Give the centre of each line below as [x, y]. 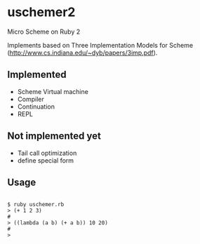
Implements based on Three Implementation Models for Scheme [100, 45]
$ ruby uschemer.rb [36, 205]
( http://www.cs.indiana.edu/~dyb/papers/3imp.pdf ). [82, 53]
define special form [46, 160]
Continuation [36, 107]
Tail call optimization [47, 153]
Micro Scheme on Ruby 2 [44, 32]
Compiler [31, 99]
